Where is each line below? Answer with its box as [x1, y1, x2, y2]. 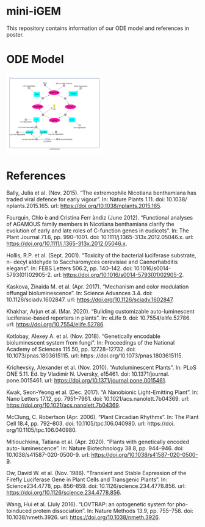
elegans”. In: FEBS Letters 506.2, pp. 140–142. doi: [6, 264, 133, 272]
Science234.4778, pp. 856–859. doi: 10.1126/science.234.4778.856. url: [6, 482, 186, 489]
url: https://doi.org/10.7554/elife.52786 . [6, 320, 105, 328]
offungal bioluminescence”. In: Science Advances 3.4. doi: [6, 289, 153, 296]
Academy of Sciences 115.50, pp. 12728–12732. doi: [6, 345, 136, 353]
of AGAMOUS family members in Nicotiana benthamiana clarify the [6, 220, 175, 228]
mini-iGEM [6, 4, 61, 18]
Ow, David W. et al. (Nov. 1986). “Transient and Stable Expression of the [6, 469, 187, 476]
